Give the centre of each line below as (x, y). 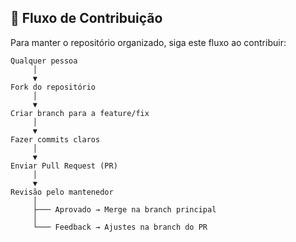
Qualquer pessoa (44, 61)
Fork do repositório (53, 87)
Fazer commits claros (55, 139)
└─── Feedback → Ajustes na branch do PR (120, 227)
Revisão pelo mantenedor (62, 192)
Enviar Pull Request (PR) (64, 166)
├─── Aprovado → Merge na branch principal (124, 209)
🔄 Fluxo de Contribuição (86, 18)
